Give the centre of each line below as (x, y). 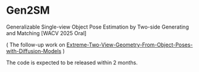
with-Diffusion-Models (34, 51)
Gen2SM (28, 10)
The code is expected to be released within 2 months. (72, 62)
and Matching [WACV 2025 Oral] (46, 33)
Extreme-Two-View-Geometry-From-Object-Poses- (129, 45)
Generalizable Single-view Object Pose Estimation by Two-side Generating (97, 27)
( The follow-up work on (36, 45)
